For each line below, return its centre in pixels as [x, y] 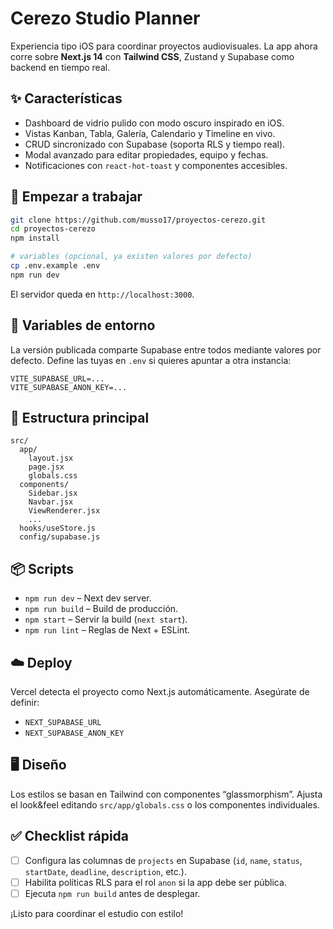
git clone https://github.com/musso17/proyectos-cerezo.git [138, 220]
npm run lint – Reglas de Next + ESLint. [107, 630]
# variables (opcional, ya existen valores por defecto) [131, 257]
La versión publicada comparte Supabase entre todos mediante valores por [166, 349]
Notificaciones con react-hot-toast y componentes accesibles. [156, 165]
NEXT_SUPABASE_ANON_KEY [74, 733]
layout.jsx [51, 458]
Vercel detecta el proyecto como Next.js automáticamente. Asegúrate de [160, 692]
